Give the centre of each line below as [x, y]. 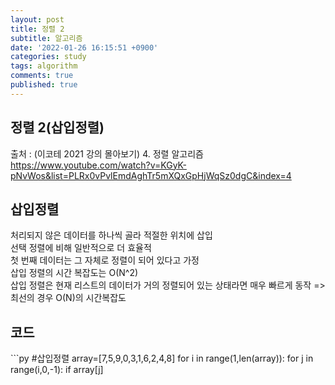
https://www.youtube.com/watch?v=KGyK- [98, 165]
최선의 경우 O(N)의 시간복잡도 [68, 298]
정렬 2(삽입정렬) [57, 127]
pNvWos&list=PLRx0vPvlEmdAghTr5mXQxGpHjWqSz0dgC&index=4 [151, 175]
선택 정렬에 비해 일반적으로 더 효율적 [81, 248]
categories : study [48, 57]
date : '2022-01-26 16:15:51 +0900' [84, 47]
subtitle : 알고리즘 [46, 38]
